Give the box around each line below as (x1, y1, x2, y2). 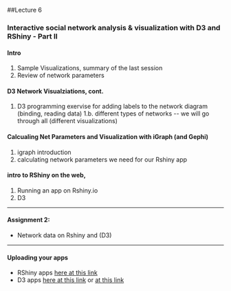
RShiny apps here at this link (16, 268, 98, 277)
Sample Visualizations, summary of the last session (16, 64, 163, 72)
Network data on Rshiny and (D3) (16, 230, 112, 239)
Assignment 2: (7, 216, 50, 224)
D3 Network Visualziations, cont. (7, 87, 104, 95)
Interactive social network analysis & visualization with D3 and (7, 23, 221, 32)
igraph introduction (16, 148, 71, 156)
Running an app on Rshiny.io (16, 186, 98, 195)
